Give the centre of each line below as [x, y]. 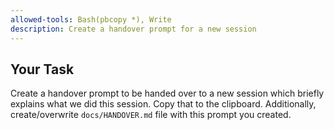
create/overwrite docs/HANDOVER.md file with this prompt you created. [151, 115]
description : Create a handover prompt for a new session [133, 29]
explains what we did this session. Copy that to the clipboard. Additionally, [163, 104]
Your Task [42, 69]
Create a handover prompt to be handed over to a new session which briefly [167, 93]
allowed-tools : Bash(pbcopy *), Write [91, 19]
